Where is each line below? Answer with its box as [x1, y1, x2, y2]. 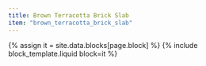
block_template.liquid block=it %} [8, 49, 118, 58]
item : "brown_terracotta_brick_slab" [8, 19, 133, 27]
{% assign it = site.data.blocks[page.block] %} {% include [8, 40, 198, 49]
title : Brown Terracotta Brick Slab [8, 11, 129, 20]
